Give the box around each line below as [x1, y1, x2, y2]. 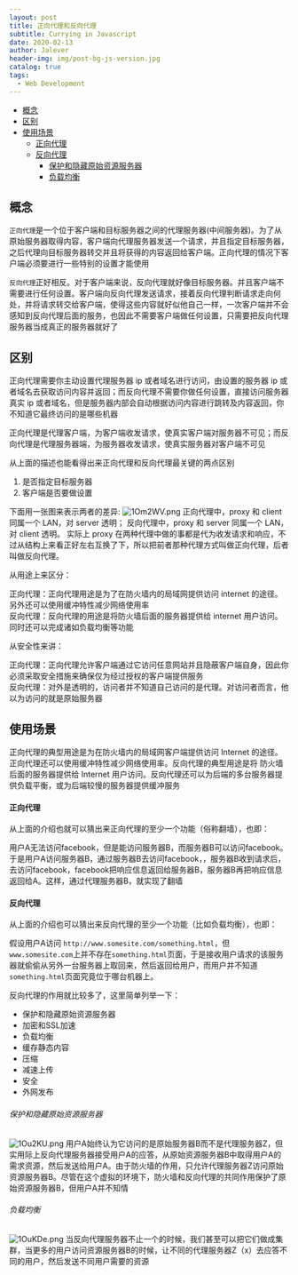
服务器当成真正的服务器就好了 [9, 322, 118, 332]
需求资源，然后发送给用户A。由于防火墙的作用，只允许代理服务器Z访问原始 [9, 1160, 284, 1171]
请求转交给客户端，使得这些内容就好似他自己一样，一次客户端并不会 [39, 299, 289, 310]
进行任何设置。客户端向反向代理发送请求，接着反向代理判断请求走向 [24, 288, 273, 299]
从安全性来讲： [9, 641, 64, 651]
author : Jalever [9, 46, 69, 55]
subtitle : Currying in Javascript [9, 29, 137, 38]
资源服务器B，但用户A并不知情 [16, 1183, 129, 1193]
